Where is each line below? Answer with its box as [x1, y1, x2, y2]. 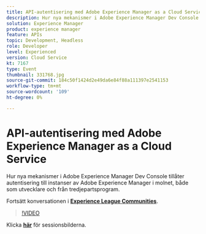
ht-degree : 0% [6, 94, 43, 100]
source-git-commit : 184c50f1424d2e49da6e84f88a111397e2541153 [6, 77, 169, 83]
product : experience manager [6, 26, 81, 32]
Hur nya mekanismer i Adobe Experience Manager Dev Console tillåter [6, 172, 185, 179]
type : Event [6, 66, 37, 72]
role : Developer [6, 43, 48, 50]
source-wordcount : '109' [6, 89, 70, 95]
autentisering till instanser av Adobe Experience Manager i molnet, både [6, 179, 189, 186]
